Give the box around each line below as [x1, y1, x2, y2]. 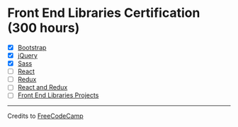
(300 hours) [7, 20, 80, 36]
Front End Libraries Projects [17, 91, 99, 99]
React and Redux [17, 83, 68, 92]
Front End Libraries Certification [7, 5, 200, 21]
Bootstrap [17, 43, 47, 52]
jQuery [17, 52, 38, 59]
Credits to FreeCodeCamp [7, 111, 84, 121]
